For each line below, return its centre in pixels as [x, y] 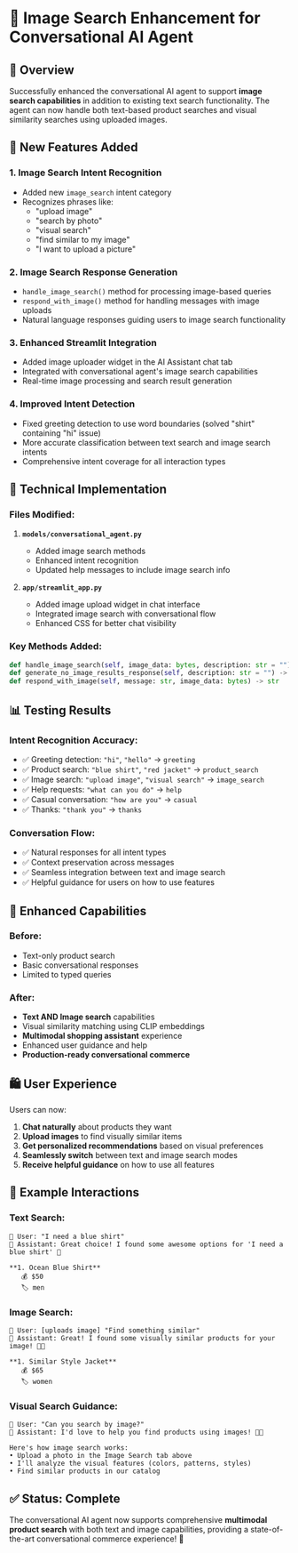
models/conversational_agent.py [82, 535]
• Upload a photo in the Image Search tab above [101, 1456]
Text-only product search [68, 955]
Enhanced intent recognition [87, 560]
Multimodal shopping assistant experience [102, 1036]
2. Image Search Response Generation [94, 272]
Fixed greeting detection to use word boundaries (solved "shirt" [138, 423]
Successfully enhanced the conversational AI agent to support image [136, 91]
